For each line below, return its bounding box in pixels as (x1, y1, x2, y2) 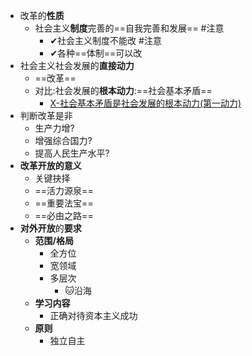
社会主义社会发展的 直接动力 (19, 60, 135, 71)
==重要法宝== (34, 197, 94, 209)
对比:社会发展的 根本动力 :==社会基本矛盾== (34, 85, 213, 96)
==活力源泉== (34, 185, 94, 196)
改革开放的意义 (19, 160, 82, 171)
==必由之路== (34, 210, 94, 221)
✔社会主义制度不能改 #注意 (49, 35, 162, 46)
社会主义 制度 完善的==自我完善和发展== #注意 (34, 22, 225, 34)
